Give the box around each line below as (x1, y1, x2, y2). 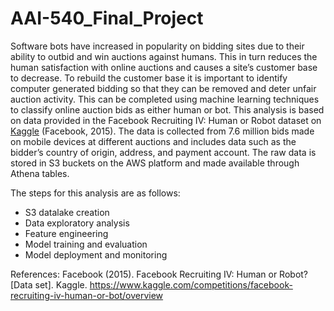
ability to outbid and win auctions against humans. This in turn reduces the (10, 50, 318, 62)
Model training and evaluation (24, 238, 148, 250)
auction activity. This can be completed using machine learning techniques (10, 93, 320, 105)
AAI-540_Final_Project (10, 7, 204, 30)
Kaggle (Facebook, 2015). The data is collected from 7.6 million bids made (10, 125, 315, 137)
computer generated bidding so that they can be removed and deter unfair (10, 82, 317, 94)
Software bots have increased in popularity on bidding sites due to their (10, 40, 305, 52)
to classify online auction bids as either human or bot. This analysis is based (10, 103, 325, 116)
